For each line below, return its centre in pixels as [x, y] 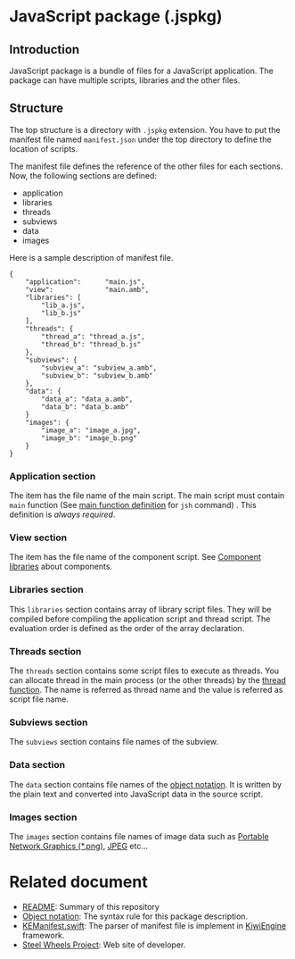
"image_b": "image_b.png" [90, 438]
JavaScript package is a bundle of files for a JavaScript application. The [141, 71]
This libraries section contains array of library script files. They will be [140, 609]
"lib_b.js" [61, 313]
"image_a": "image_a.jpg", [91, 430]
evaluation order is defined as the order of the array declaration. [127, 628]
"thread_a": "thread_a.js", [93, 337]
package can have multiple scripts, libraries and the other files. [125, 80]
